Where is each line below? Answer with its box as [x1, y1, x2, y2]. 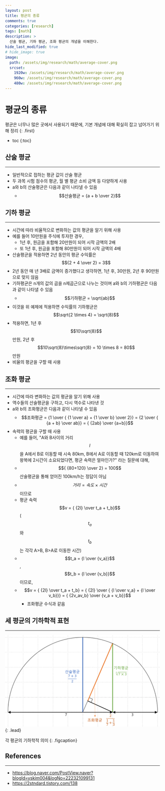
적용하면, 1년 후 [12, 320, 42, 326]
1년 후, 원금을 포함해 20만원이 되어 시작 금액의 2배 [19, 239, 116, 245]
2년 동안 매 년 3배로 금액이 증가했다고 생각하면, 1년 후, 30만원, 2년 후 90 [12, 268, 151, 274]
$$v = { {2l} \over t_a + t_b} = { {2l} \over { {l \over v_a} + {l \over [24, 587, 156, 593]
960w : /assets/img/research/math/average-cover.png [14, 75, 122, 81]
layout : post [5, 8, 32, 13]
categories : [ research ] [5, 24, 54, 29]
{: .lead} [5, 727, 22, 733]
